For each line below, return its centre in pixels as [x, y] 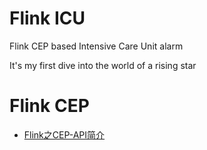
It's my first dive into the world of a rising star [103, 65]
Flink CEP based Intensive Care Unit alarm [96, 46]
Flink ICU [47, 18]
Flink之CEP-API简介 [64, 134]
